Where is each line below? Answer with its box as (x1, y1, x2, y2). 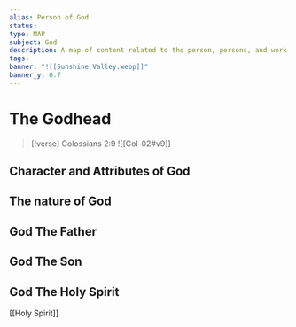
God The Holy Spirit (9, 284, 120, 300)
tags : (9, 54, 29, 63)
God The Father (9, 223, 97, 239)
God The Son (9, 254, 82, 269)
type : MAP (9, 29, 46, 38)
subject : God (9, 37, 58, 47)
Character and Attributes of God (9, 164, 191, 179)
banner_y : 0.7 (9, 71, 62, 80)
